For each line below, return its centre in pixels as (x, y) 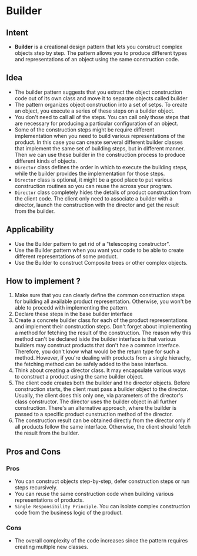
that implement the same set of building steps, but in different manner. (100, 148)
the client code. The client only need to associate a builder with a (94, 198)
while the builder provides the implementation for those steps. (90, 173)
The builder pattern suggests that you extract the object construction (98, 92)
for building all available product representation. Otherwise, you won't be (103, 301)
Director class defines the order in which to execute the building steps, (101, 167)
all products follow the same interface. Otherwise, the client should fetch (103, 427)
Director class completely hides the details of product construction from (103, 192)
